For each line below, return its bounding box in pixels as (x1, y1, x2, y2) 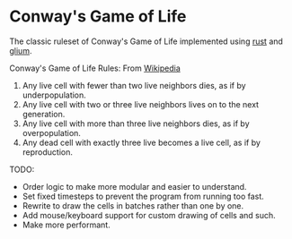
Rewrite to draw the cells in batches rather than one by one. (22, 200, 244, 211)
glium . (9, 45, 32, 55)
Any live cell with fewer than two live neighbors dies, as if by (22, 80, 246, 90)
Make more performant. (22, 219, 111, 230)
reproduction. (22, 146, 74, 158)
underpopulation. (22, 90, 87, 100)
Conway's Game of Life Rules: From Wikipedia (9, 63, 181, 73)
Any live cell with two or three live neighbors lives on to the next (22, 98, 259, 109)
